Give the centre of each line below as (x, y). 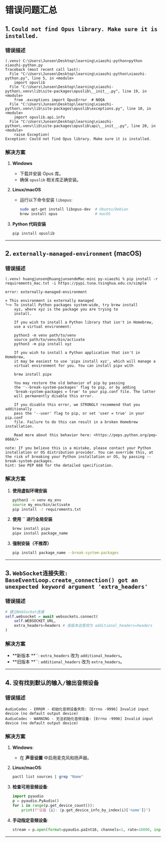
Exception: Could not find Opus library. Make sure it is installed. (78, 139)
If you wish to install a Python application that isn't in (77, 353)
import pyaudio (28, 796)
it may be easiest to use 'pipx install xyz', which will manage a (85, 362)
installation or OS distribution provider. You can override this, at (79, 452)
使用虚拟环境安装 (30, 491)
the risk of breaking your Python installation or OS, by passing (75, 457)
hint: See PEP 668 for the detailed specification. (59, 466)
